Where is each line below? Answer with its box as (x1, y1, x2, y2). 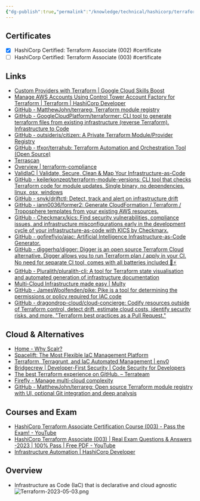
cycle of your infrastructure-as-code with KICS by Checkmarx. (14, 227, 169, 234)
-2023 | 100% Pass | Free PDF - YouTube (14, 442, 116, 449)
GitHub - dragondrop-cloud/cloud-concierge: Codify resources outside (14, 300, 190, 307)
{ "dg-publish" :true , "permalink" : (5, 8, 89, 15)
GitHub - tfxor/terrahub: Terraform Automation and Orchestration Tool (14, 144, 186, 151)
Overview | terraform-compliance (14, 163, 97, 170)
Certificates (5, 31, 51, 41)
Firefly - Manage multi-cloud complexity (14, 377, 114, 384)
